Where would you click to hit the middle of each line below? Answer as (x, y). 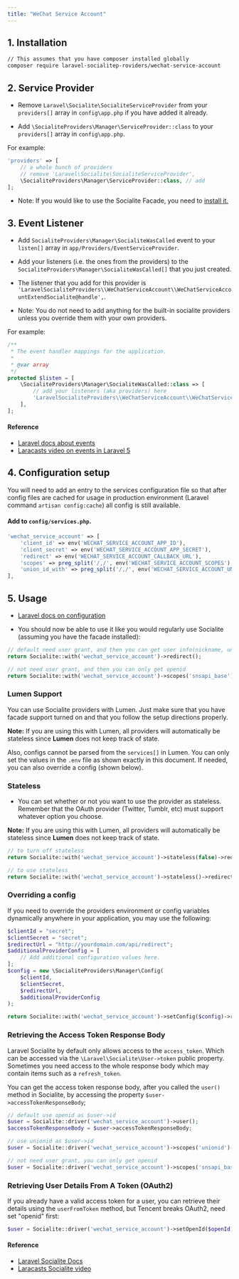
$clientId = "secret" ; (41, 931)
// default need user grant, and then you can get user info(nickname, (116, 649)
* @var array (30, 365)
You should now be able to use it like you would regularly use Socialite (121, 629)
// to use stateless (38, 870)
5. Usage (27, 598)
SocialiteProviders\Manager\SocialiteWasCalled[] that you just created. (124, 269)
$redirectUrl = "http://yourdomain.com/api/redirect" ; (90, 944)
